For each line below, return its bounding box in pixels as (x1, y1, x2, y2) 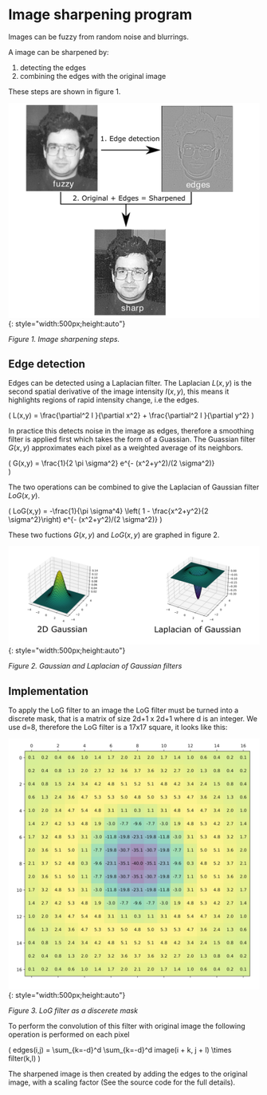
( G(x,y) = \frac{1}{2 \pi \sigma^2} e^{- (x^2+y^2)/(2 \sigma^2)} (8, 458, 215, 468)
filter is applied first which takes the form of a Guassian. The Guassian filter (8, 434, 256, 444)
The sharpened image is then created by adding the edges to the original (8, 1069, 249, 1079)
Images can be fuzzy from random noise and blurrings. (8, 32, 189, 41)
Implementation (8, 684, 89, 698)
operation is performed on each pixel (8, 1030, 130, 1039)
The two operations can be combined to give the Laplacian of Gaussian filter (8, 482, 260, 492)
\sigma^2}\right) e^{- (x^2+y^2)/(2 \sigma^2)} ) (8, 515, 163, 524)
